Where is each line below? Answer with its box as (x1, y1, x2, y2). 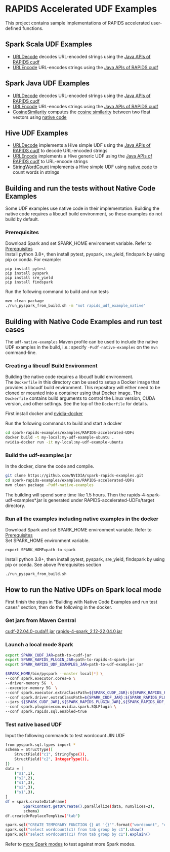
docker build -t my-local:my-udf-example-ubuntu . (5, 435, 114, 440)
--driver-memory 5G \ (5, 680, 53, 686)
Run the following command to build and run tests (5, 289, 109, 295)
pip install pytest (5, 266, 47, 272)
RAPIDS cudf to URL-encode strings (12, 159, 88, 165)
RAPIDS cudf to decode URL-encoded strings (12, 148, 108, 154)
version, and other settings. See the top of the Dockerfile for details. (5, 401, 148, 407)
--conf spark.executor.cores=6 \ (5, 676, 76, 681)
